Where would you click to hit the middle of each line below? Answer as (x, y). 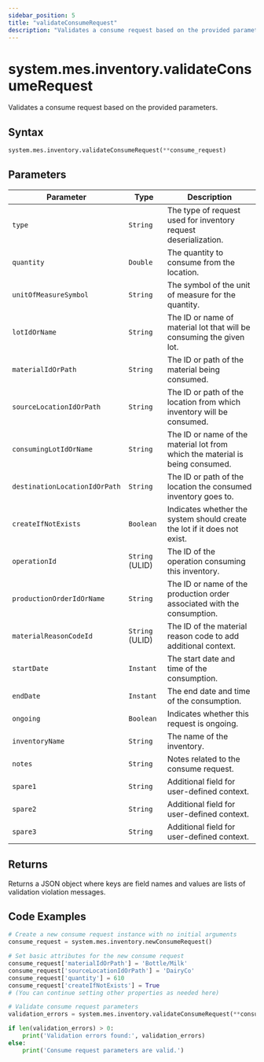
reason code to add (203, 636)
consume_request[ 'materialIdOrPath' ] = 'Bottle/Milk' (98, 964)
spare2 (24, 809)
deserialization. (195, 239)
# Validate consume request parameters (73, 1007)
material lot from (197, 444)
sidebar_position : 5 (42, 15)
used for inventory (201, 219)
